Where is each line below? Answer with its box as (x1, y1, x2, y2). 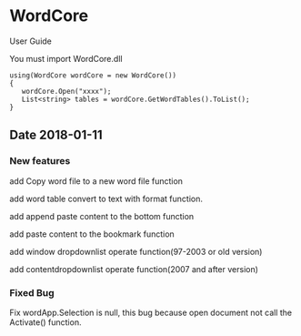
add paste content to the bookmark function (9, 229, 175, 239)
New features (9, 155, 71, 168)
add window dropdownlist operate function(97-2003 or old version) (9, 246, 263, 257)
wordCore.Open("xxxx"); (21, 87, 112, 96)
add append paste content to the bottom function (9, 210, 195, 221)
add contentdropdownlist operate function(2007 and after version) (9, 263, 259, 274)
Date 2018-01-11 (9, 127, 103, 143)
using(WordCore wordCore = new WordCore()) (9, 70, 177, 80)
